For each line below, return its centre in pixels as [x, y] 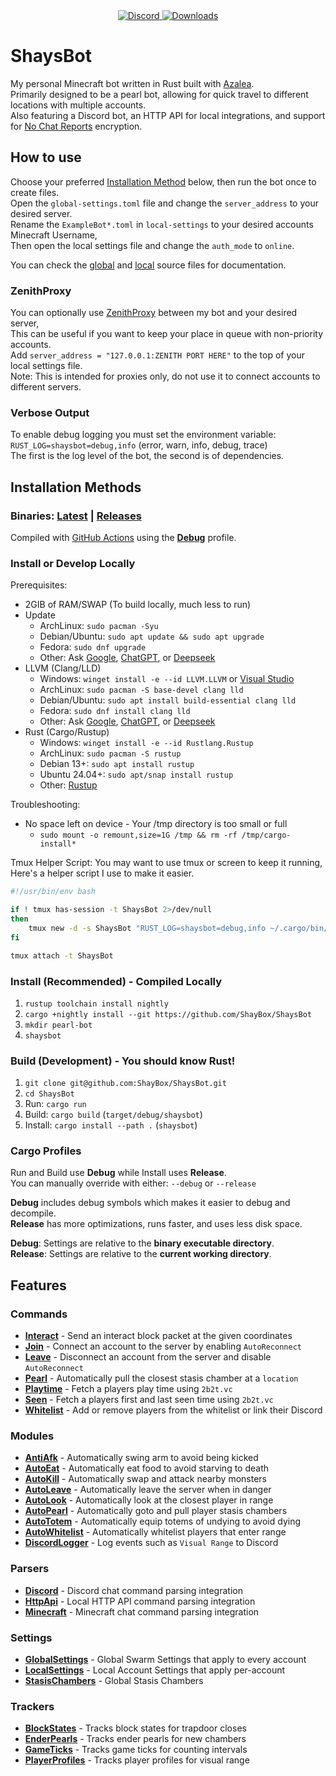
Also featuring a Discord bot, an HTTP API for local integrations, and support [168, 115]
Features [38, 1285]
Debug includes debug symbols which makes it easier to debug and [150, 1203]
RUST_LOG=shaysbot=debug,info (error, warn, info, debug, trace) [139, 445]
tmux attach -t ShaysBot [62, 955]
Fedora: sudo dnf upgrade [93, 647]
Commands [39, 1314]
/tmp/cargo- [266, 835]
